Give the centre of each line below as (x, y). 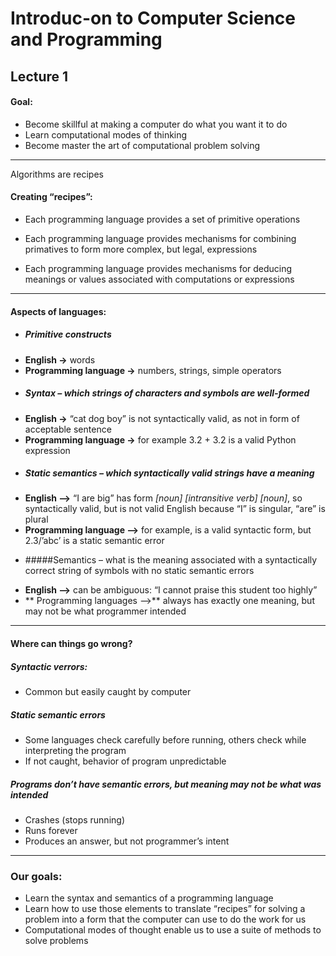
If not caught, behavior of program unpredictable (125, 761)
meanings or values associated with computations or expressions (159, 279)
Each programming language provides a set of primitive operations (162, 219)
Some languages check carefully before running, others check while (165, 740)
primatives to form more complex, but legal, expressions (141, 249)
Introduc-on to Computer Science (153, 18)
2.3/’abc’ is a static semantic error (94, 541)
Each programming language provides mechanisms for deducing (158, 268)
